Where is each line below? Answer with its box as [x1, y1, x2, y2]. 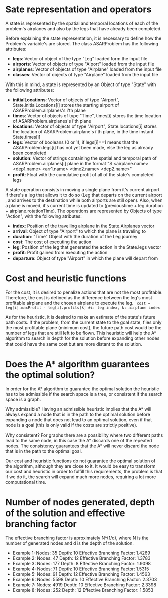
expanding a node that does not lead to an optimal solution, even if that [5, 416, 152, 423]
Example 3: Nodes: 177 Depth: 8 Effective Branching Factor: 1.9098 [12, 560, 151, 566]
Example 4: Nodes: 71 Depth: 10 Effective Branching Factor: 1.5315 [12, 566, 149, 572]
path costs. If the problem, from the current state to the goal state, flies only [5, 319, 162, 325]
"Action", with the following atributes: [5, 213, 82, 219]
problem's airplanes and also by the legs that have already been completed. [5, 25, 162, 31]
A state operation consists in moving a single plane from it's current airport [5, 186, 160, 192]
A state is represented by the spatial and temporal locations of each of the [5, 20, 158, 26]
